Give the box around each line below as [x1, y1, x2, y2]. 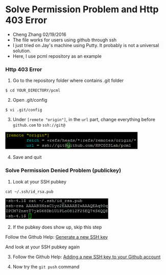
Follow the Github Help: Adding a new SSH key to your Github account [12, 254, 161, 260]
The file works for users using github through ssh [12, 37, 117, 43]
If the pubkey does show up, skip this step [12, 224, 102, 230]
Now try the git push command [12, 263, 80, 269]
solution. [12, 48, 31, 54]
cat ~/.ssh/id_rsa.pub [5, 189, 54, 194]
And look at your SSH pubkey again [5, 244, 80, 250]
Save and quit [12, 154, 42, 161]
